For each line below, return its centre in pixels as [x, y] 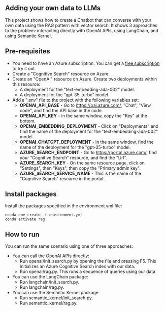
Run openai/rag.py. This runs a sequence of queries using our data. [88, 272]
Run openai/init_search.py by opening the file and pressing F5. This [88, 261]
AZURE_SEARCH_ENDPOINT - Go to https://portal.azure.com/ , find [88, 152]
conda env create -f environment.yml [44, 215]
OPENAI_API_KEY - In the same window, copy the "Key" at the [83, 116]
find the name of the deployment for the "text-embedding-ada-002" [89, 131]
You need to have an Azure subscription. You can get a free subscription [86, 63]
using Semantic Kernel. [29, 36]
